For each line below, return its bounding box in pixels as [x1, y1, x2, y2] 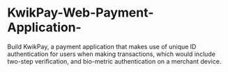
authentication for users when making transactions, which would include [7, 50, 216, 58]
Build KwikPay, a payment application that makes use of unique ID [7, 42, 197, 51]
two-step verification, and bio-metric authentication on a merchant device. [7, 57, 222, 65]
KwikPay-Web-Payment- [7, 5, 154, 21]
